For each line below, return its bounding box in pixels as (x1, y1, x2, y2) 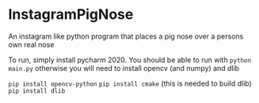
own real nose (8, 39, 55, 49)
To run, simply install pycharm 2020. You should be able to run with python (8, 55, 252, 64)
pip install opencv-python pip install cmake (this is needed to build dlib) (8, 79, 252, 88)
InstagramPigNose (8, 6, 134, 24)
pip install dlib (8, 86, 66, 95)
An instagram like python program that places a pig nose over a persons (8, 31, 244, 41)
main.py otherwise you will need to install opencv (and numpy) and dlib (8, 63, 240, 72)
